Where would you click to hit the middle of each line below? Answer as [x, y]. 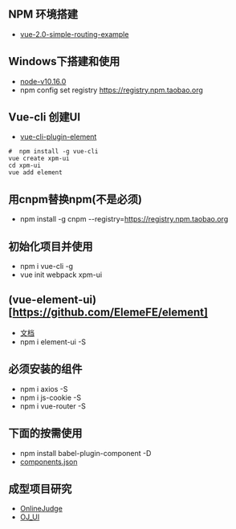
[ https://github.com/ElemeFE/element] [108, 313]
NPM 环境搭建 [43, 14]
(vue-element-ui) [53, 300]
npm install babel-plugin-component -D [85, 453]
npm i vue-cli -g [47, 267]
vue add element [35, 173]
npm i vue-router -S [53, 406]
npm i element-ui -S [53, 342]
